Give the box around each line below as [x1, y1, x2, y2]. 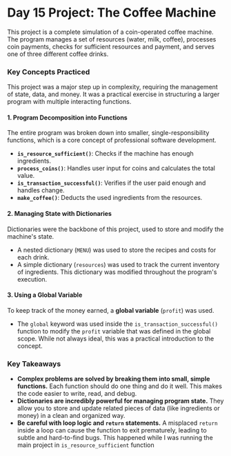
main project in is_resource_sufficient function [17, 441, 155, 449]
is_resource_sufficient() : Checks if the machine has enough [17, 149, 194, 158]
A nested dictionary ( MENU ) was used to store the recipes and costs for [17, 246, 217, 254]
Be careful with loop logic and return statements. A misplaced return [17, 419, 219, 427]
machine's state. [7, 232, 54, 240]
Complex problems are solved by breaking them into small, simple [17, 375, 210, 383]
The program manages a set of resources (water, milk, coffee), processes [7, 35, 217, 43]
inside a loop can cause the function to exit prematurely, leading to [17, 426, 207, 435]
